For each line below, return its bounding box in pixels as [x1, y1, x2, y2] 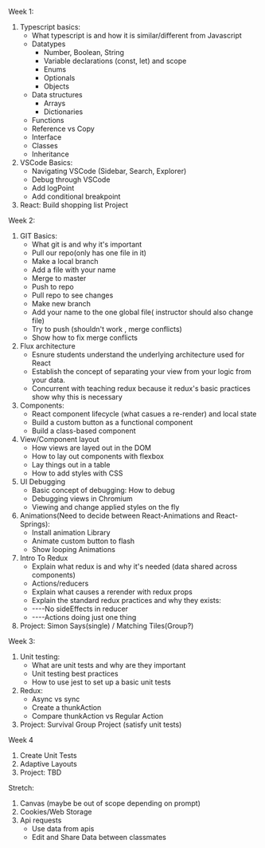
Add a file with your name [31, 265, 116, 274]
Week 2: [8, 215, 36, 225]
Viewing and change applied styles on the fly [31, 503, 180, 511]
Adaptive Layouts [19, 759, 77, 768]
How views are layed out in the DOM [31, 443, 152, 452]
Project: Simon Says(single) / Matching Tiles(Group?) [19, 621, 194, 630]
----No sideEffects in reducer [31, 604, 129, 613]
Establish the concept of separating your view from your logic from [31, 367, 252, 376]
